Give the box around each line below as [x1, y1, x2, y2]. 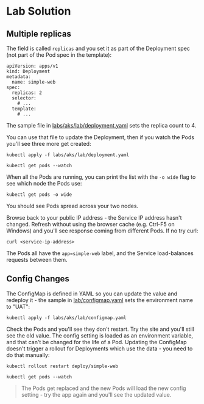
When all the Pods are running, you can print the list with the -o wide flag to [6, 173, 196, 181]
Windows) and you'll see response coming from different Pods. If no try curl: [6, 227, 199, 234]
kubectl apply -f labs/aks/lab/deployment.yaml [6, 152, 130, 158]
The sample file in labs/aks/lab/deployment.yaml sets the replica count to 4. [6, 122, 197, 129]
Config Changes [6, 273, 70, 284]
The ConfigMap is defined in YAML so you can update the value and [6, 290, 178, 297]
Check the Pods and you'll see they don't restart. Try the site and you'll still [6, 325, 195, 333]
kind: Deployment [6, 68, 51, 74]
